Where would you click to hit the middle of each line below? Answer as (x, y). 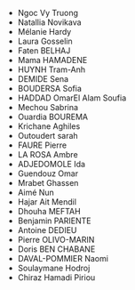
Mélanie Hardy (44, 32)
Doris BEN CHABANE (56, 249)
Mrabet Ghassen (48, 183)
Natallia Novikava (49, 22)
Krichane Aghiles (49, 126)
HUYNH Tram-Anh (52, 69)
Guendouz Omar (48, 173)
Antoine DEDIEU (47, 230)
